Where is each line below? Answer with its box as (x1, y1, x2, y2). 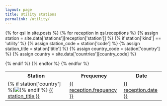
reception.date (123, 87, 158, 94)
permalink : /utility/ (5, 16, 50, 21)
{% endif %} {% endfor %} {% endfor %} (5, 60, 89, 67)
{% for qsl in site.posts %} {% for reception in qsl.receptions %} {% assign (5, 30, 158, 36)
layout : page (5, 7, 32, 12)
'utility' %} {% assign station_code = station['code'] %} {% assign (5, 41, 140, 47)
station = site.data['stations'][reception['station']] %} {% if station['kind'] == (5, 35, 162, 41)
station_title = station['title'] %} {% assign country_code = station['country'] (5, 46, 160, 52)
